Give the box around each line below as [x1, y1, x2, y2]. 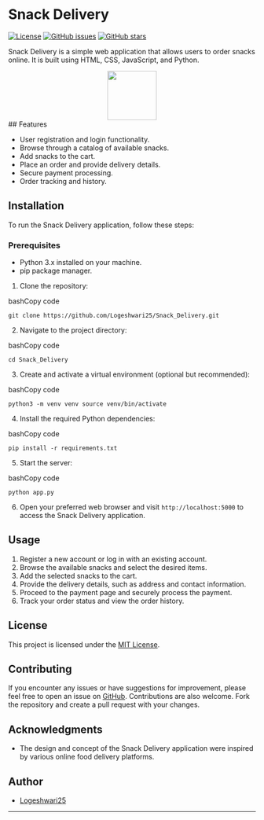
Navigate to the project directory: [19, 325, 127, 335]
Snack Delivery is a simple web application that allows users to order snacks [8, 46, 255, 56]
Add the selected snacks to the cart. [19, 571, 137, 580]
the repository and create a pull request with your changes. [8, 700, 200, 709]
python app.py [8, 489, 55, 497]
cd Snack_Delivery [8, 356, 68, 364]
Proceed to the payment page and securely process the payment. [19, 587, 233, 597]
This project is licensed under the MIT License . [8, 639, 160, 649]
